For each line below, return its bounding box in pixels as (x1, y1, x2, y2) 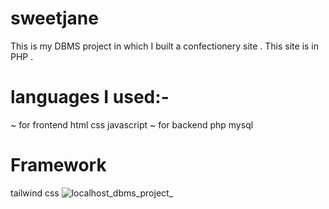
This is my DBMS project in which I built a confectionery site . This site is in (10, 40, 320, 52)
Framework (10, 154, 107, 177)
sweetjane (10, 7, 99, 30)
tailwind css (10, 187, 60, 199)
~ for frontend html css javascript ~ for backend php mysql (10, 118, 254, 131)
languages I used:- (10, 86, 170, 109)
